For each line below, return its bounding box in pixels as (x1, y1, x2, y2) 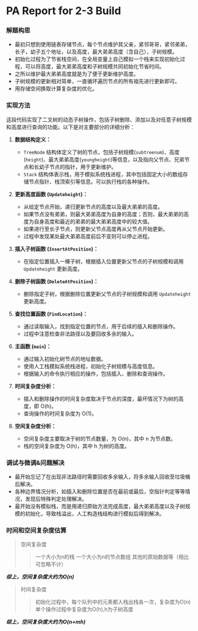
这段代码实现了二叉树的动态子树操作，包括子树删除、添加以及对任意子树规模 (6, 116, 192, 123)
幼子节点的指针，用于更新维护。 (39, 163, 117, 170)
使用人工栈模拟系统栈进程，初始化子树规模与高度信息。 (23, 362, 158, 370)
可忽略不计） (35, 561, 67, 568)
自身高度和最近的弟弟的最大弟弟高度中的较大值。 (34, 217, 153, 225)
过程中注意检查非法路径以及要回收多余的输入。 (23, 330, 137, 337)
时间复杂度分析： (14, 382, 57, 389)
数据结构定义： (14, 136, 51, 143)
